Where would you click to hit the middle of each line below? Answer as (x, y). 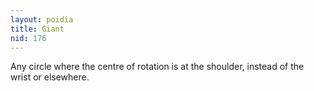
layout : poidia (42, 19)
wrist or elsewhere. (50, 77)
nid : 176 (28, 38)
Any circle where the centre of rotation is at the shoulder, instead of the (157, 67)
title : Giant (37, 29)
